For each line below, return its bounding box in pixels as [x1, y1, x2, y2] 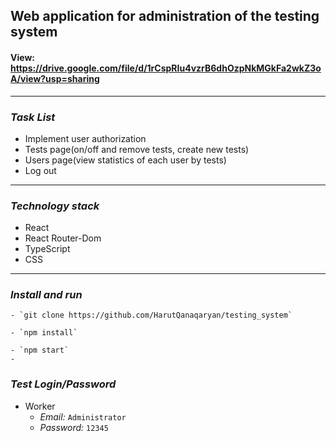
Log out [24, 164, 57, 176]
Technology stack [10, 199, 100, 213]
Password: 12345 [39, 421, 109, 433]
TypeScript [24, 243, 71, 255]
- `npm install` [10, 328, 78, 338]
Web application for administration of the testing [10, 8, 320, 25]
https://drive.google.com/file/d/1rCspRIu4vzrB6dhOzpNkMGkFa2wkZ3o [10, 62, 322, 74]
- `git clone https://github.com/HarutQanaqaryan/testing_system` [10, 310, 293, 321]
